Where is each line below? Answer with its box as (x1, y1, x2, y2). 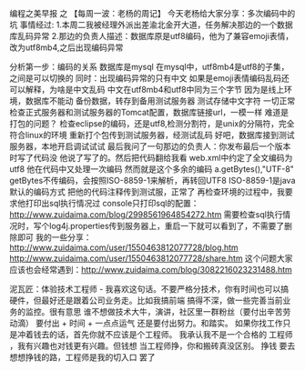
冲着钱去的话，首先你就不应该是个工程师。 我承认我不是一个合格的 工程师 (16, 329, 293, 339)
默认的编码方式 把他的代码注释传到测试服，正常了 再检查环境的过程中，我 (9, 186, 285, 197)
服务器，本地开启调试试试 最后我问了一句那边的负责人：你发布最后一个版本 (9, 141, 291, 152)
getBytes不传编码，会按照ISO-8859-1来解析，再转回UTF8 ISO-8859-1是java (9, 175, 296, 185)
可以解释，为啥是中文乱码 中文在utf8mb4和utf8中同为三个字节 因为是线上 (9, 85, 285, 95)
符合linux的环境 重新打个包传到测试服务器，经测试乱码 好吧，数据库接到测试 (9, 130, 295, 140)
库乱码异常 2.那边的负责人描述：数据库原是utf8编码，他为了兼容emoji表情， (9, 31, 294, 41)
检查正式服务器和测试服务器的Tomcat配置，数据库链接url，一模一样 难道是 (9, 107, 290, 117)
